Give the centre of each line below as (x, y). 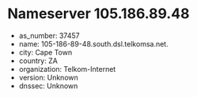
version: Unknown (48, 77)
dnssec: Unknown (48, 86)
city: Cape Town (45, 52)
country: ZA (38, 61)
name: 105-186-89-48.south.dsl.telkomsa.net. (93, 43)
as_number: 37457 (49, 35)
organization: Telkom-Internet (67, 69)
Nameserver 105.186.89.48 (98, 14)
